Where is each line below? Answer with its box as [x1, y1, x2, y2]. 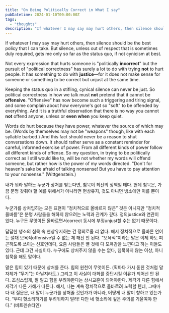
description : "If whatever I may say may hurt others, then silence [5, 26, 152, 31]
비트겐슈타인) [15, 302, 41, 308]
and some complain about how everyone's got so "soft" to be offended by [5, 102, 159, 109]
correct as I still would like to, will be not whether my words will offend [5, 155, 151, 162]
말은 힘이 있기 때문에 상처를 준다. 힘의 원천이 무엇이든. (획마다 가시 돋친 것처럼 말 [5, 265, 163, 271]
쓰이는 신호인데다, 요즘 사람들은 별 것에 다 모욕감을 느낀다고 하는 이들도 [22, 241, 162, 247]
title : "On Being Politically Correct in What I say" [5, 7, 121, 13]
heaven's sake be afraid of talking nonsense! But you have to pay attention [5, 166, 160, 172]
